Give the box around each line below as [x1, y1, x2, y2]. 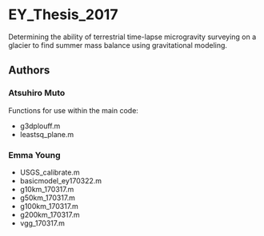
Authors [8, 64, 50, 77]
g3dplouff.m [19, 121, 61, 131]
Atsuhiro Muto [8, 88, 66, 99]
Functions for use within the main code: [8, 105, 138, 115]
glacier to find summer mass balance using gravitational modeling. [8, 40, 228, 49]
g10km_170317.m [19, 184, 74, 194]
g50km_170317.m [19, 193, 76, 203]
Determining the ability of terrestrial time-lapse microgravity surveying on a [8, 32, 257, 41]
